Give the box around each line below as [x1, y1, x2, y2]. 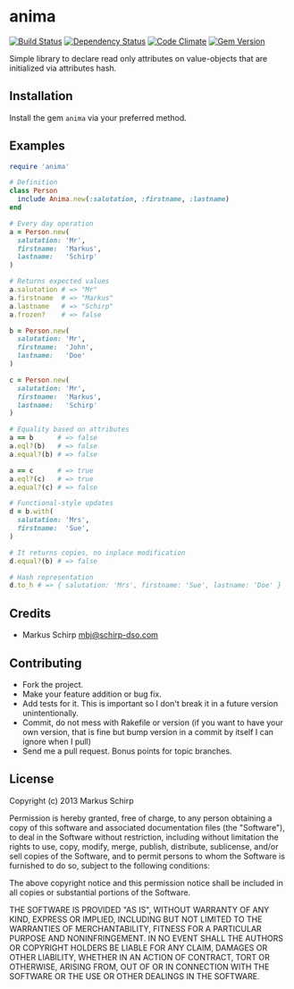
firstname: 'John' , [17, 342, 94, 352]
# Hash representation [9, 572, 94, 582]
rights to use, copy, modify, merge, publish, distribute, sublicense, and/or [9, 841, 279, 851]
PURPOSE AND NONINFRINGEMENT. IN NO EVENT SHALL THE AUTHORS [9, 933, 284, 943]
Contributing [9, 655, 82, 671]
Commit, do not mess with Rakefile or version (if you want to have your [21, 717, 284, 728]
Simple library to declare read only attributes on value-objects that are [9, 53, 268, 63]
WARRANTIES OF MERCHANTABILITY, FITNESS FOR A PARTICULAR [9, 923, 262, 934]
